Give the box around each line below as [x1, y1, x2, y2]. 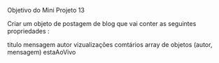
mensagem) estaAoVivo [7, 48, 76, 56]
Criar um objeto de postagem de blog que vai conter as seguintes [7, 20, 197, 27]
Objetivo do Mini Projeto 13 [7, 6, 85, 14]
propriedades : [7, 27, 50, 35]
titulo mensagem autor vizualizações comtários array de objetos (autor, [7, 41, 213, 48]
